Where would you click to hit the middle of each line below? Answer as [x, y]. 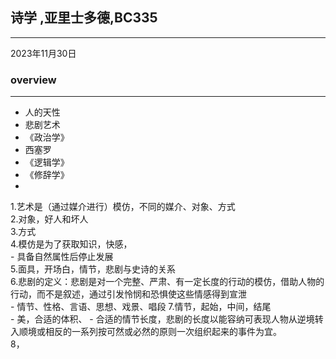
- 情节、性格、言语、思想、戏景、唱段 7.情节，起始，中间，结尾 [141, 307]
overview [33, 80]
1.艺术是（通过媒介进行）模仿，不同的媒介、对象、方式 [123, 207]
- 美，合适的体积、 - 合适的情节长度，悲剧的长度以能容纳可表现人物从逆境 [162, 319]
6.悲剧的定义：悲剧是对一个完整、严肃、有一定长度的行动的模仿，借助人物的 [167, 282]
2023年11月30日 [43, 53]
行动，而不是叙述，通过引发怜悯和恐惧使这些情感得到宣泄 [128, 294]
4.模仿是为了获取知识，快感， [71, 244]
